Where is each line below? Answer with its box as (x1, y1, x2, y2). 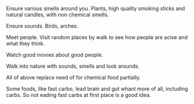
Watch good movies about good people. (6, 51, 103, 58)
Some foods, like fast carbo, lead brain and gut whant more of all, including (6, 85, 188, 92)
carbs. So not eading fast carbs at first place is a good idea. (6, 92, 151, 98)
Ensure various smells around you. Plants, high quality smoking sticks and (6, 5, 185, 12)
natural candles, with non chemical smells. (6, 11, 109, 18)
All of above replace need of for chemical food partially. (6, 74, 141, 81)
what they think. (6, 40, 45, 47)
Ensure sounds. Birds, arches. (6, 23, 79, 29)
